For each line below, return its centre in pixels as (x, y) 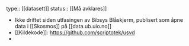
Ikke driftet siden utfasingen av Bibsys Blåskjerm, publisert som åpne (99, 20)
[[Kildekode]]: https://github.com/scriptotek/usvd (75, 32)
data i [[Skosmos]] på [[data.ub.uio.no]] (63, 26)
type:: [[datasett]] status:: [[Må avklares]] (57, 9)
